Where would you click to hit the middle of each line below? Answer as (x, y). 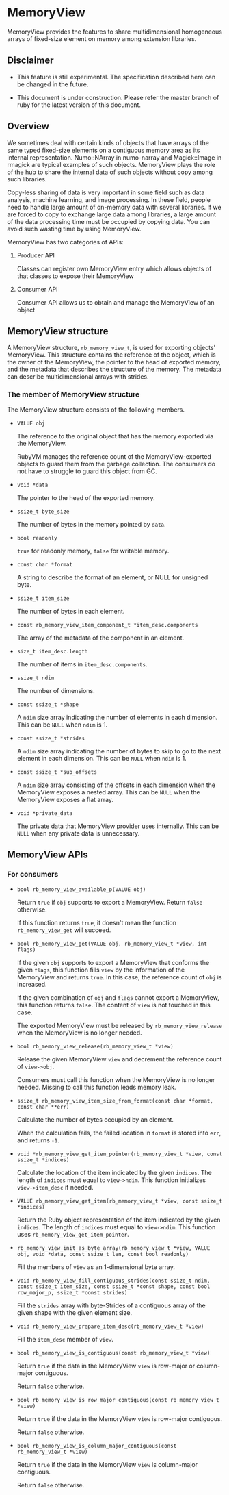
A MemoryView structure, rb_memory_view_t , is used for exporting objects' (111, 348)
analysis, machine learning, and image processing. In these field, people (109, 199)
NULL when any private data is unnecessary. (78, 833)
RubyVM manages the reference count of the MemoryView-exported (114, 456)
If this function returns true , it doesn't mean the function (96, 923)
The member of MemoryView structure (73, 394)
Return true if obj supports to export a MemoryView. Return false (110, 903)
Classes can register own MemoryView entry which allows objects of (114, 268)
